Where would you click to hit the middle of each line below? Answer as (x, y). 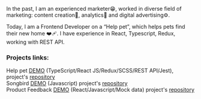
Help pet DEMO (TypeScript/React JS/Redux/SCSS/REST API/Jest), (90, 71)
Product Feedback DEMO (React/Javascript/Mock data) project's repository (101, 90)
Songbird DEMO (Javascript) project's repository (67, 83)
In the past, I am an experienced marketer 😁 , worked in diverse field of (94, 9)
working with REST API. (36, 42)
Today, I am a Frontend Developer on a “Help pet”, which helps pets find (96, 27)
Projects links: (28, 58)
